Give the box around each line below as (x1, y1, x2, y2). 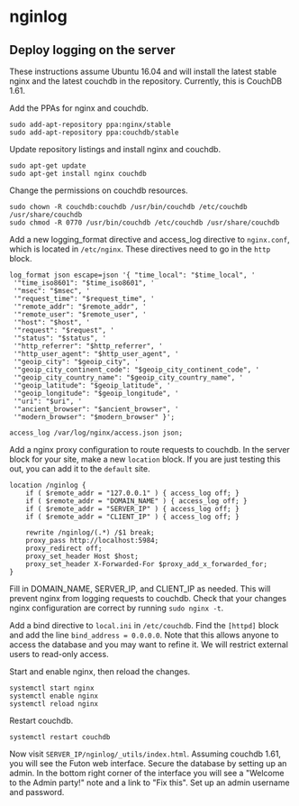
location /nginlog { (9, 481, 87, 490)
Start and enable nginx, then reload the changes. (9, 666, 191, 677)
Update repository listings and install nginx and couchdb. (9, 144, 222, 154)
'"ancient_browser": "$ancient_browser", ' (13, 405, 179, 414)
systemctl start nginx (9, 683, 95, 692)
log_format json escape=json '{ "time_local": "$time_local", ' (9, 270, 256, 279)
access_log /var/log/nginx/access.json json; (9, 428, 183, 437)
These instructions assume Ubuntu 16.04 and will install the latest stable (9, 66, 277, 77)
